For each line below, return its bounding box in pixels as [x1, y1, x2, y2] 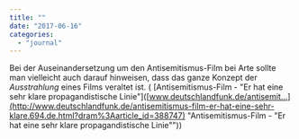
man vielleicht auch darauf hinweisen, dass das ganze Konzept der [9, 73, 258, 83]
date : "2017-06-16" [9, 22, 83, 30]
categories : [9, 30, 54, 39]
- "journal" [17, 38, 63, 48]
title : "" [9, 13, 47, 22]
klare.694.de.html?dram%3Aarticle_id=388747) [9, 110, 186, 121]
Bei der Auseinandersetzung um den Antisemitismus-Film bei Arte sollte [9, 63, 276, 74]
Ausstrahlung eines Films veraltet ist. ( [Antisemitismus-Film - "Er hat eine [9, 82, 284, 92]
